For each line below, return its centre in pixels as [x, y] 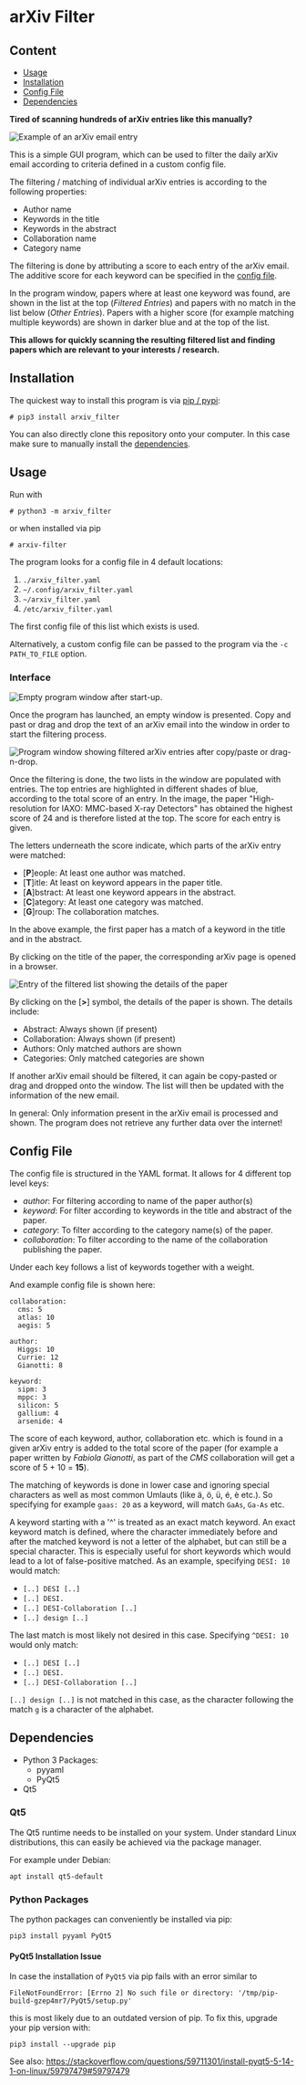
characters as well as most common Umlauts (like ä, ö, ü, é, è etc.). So [141, 1494]
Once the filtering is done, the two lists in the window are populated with [145, 779]
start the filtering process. [58, 734]
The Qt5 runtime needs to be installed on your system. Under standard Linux [153, 1832]
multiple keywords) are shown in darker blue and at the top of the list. [140, 322]
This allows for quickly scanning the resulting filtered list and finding [143, 340]
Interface [31, 677]
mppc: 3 [32, 1397]
